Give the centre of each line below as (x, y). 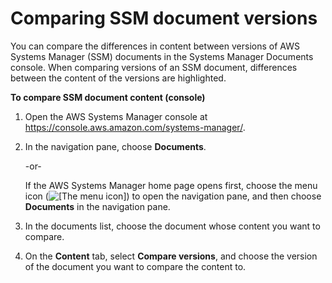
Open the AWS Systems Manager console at (116, 116)
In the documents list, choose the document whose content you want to (172, 226)
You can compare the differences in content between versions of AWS (155, 46)
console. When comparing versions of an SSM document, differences (154, 67)
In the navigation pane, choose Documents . (115, 146)
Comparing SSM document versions (164, 18)
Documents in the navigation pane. (97, 206)
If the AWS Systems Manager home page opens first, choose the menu (171, 185)
